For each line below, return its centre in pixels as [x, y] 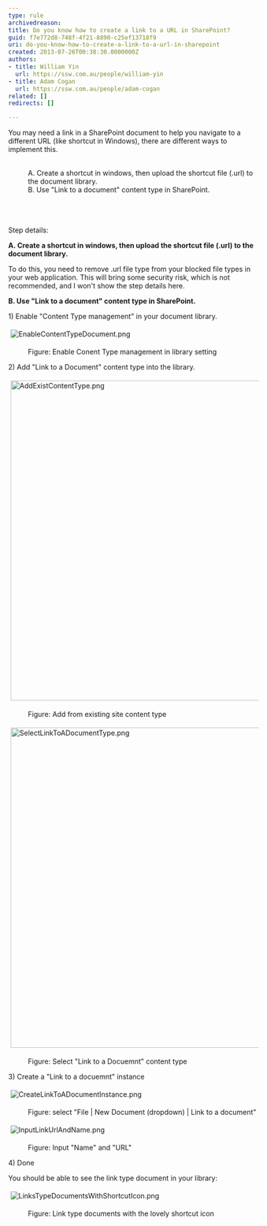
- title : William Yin [44, 67]
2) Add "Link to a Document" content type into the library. [102, 367]
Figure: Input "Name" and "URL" [80, 1148]
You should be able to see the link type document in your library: [113, 1178]
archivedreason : [35, 23]
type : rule [26, 15]
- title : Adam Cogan [42, 81]
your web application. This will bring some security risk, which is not [119, 277]
